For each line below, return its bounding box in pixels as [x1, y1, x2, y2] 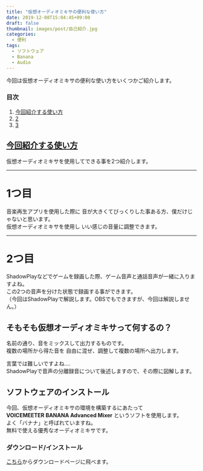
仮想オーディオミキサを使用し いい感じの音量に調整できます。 [6, 223, 161, 230]
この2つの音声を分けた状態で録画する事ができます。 [6, 288, 137, 295]
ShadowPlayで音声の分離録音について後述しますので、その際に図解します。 [6, 368, 195, 375]
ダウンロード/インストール [6, 443, 83, 452]
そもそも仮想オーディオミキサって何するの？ [6, 322, 172, 333]
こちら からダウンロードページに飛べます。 [6, 458, 112, 466]
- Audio [11, 59, 31, 65]
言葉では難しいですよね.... [6, 360, 71, 367]
